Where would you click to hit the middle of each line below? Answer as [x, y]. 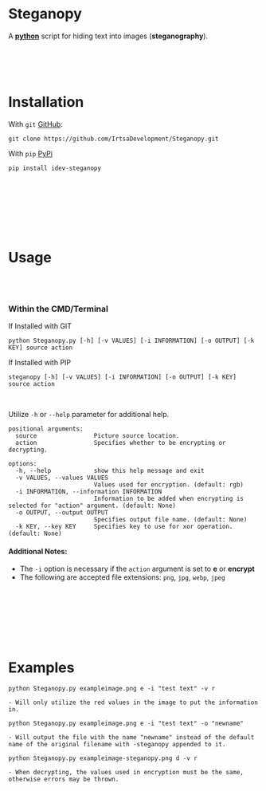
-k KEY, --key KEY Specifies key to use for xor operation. [124, 527]
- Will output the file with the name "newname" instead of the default [131, 738]
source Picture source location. [98, 436]
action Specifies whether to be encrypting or [121, 443]
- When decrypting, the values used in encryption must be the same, [126, 773]
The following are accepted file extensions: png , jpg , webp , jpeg [122, 577]
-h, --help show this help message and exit [110, 471]
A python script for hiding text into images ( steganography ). [108, 36]
